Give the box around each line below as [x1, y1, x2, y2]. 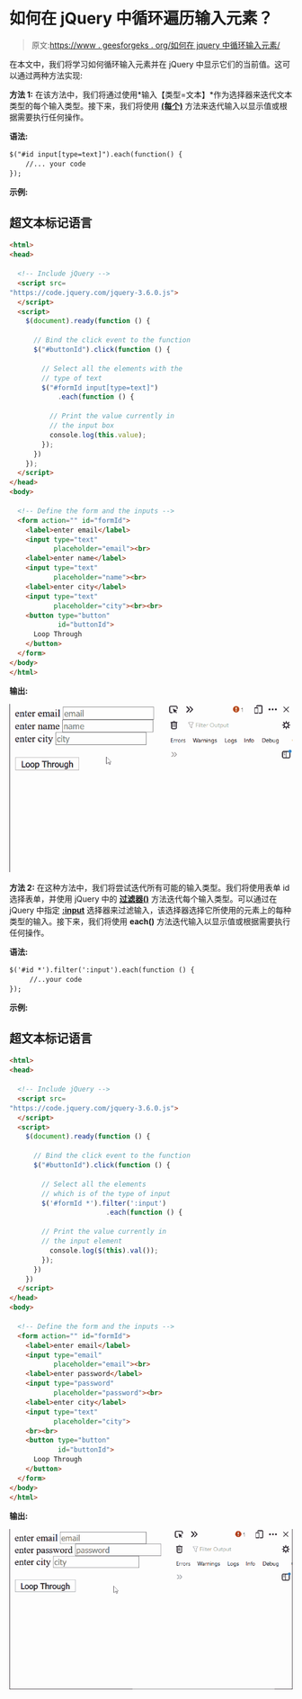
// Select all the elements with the [41, 364, 182, 373]
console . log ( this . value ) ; [49, 430, 147, 439]
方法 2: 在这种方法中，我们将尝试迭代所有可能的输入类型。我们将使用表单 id [9, 883, 290, 894]
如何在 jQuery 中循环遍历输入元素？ [9, 8, 274, 29]
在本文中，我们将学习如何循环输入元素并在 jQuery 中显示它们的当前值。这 [9, 58, 283, 69]
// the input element [41, 1236, 123, 1246]
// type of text [41, 373, 102, 382]
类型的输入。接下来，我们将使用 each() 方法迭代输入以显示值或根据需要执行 [9, 916, 290, 927]
